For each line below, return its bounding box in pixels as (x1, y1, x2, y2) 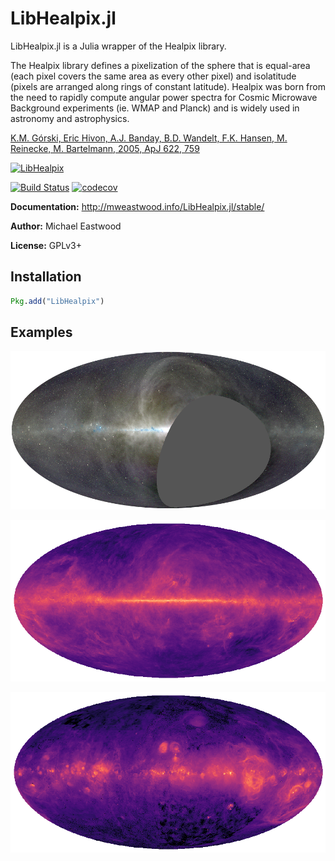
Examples (10, 324, 73, 341)
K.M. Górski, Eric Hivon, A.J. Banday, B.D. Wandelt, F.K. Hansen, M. (10, 132, 288, 144)
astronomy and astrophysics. (10, 112, 130, 124)
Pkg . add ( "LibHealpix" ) (10, 296, 105, 306)
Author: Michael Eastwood (10, 220, 122, 232)
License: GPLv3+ (10, 239, 82, 251)
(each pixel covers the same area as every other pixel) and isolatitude (10, 70, 297, 82)
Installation (10, 268, 82, 286)
